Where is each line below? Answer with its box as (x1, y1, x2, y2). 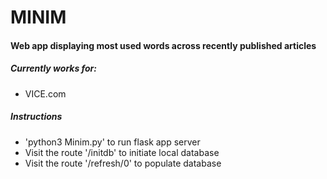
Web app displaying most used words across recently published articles (10, 39, 317, 51)
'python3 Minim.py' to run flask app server (24, 136, 201, 148)
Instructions (10, 111, 63, 123)
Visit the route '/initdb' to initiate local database (24, 146, 220, 158)
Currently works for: (10, 62, 97, 75)
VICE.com (24, 87, 67, 100)
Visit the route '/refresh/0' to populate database (24, 157, 222, 169)
